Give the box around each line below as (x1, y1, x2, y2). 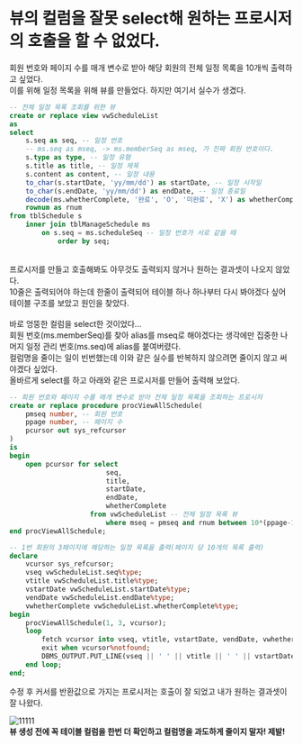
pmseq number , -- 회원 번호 (25, 409, 123, 419)
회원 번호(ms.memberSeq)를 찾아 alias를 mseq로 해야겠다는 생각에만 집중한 (9, 330, 279, 341)
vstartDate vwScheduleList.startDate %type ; (25, 585, 191, 595)
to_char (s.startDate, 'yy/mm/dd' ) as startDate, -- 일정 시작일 (25, 177, 262, 187)
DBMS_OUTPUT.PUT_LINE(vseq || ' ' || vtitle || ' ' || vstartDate (41, 652, 296, 661)
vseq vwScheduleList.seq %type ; (25, 568, 143, 577)
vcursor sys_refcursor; (25, 559, 115, 568)
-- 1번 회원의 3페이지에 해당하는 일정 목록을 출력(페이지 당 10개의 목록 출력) (9, 542, 265, 552)
